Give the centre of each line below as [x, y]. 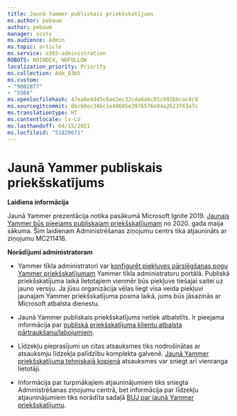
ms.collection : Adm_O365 [44, 73]
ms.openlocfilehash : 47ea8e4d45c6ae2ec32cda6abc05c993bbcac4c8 [103, 100]
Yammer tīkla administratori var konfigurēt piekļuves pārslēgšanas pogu [123, 266]
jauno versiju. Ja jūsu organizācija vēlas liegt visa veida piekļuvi [110, 288]
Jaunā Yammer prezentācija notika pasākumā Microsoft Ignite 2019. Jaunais [118, 216]
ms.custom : [23, 80]
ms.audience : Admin [36, 40]
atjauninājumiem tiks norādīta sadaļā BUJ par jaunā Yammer [106, 398]
